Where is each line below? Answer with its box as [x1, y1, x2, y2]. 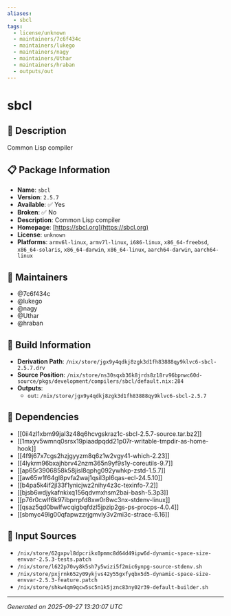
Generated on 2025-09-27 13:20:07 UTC [7, 602, 123, 610]
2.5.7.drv [16, 364, 46, 371]
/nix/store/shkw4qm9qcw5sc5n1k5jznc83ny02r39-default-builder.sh [16, 584, 208, 590]
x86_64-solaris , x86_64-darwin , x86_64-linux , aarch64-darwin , [16, 246, 193, 254]
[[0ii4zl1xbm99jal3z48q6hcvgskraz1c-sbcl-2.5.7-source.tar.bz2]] [16, 429, 202, 438]
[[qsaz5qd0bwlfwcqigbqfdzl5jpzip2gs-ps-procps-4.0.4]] [16, 503, 179, 511]
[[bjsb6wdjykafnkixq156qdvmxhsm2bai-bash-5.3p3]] [16, 488, 168, 497]
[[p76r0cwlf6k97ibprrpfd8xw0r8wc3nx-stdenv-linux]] [16, 495, 170, 504]
